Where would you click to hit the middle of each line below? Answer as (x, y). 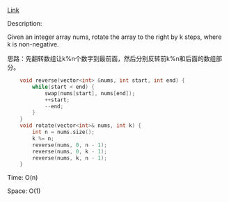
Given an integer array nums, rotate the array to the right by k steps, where (114, 37)
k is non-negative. (33, 44)
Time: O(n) (23, 178)
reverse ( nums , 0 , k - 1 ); (70, 151)
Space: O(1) (24, 191)
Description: (25, 23)
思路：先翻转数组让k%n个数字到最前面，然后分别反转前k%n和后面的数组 (112, 59)
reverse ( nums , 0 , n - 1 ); (70, 145)
